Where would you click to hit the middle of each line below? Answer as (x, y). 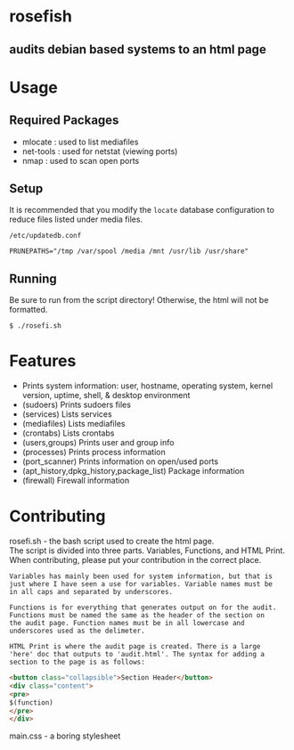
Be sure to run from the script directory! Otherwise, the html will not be (139, 300)
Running (33, 278)
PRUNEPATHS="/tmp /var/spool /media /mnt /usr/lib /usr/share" (129, 251)
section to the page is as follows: (77, 662)
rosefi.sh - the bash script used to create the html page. (112, 542)
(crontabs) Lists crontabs (68, 433)
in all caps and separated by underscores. (91, 592)
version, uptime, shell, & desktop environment (106, 395)
